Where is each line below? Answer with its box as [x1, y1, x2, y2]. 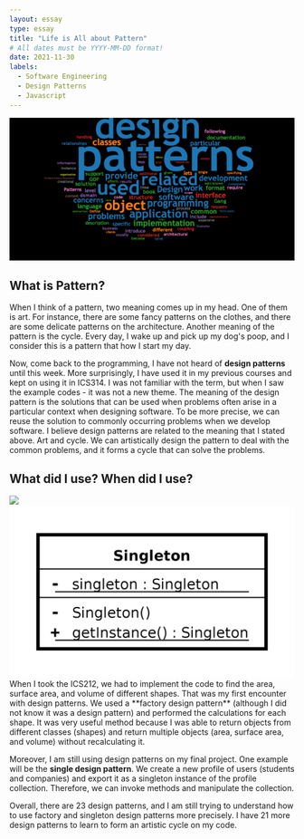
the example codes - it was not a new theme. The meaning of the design [9, 387, 280, 398]
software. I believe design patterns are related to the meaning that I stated [9, 426, 285, 437]
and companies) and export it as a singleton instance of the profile [9, 773, 257, 784]
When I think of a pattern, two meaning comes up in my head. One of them [9, 302, 288, 313]
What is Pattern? [9, 278, 106, 294]
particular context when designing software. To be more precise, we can [9, 406, 280, 417]
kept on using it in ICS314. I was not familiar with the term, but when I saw [9, 377, 285, 389]
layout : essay [9, 14, 63, 24]
